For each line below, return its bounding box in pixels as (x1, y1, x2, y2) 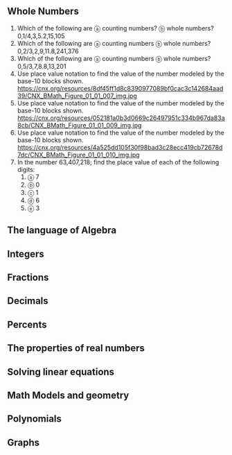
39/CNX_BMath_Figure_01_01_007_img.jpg (17, 92, 137, 100)
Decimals (7, 295, 48, 307)
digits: (17, 165, 35, 173)
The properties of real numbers (7, 343, 145, 354)
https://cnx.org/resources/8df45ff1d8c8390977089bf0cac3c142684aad (17, 84, 224, 92)
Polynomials (7, 413, 62, 425)
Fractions (7, 271, 49, 283)
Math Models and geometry (7, 389, 130, 401)
